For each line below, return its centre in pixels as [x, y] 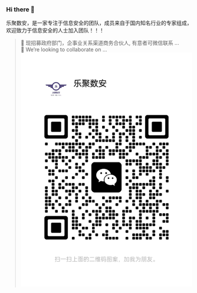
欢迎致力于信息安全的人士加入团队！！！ [55, 30]
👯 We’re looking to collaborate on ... [64, 50]
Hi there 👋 [21, 9]
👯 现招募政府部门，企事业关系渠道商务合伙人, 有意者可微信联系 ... [100, 43]
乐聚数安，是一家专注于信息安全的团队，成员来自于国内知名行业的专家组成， [99, 23]
